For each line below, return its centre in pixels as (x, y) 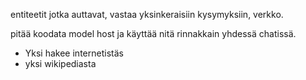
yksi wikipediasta (60, 63)
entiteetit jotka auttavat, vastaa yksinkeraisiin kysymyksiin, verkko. (147, 14)
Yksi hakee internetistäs (74, 53)
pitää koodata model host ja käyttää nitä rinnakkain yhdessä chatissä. (153, 33)
